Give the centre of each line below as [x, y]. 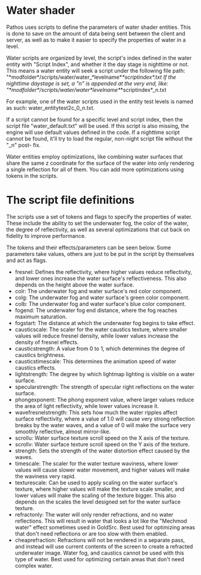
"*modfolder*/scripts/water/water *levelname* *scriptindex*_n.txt [86, 90]
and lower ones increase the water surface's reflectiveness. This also [101, 278]
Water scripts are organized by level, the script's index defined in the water [99, 58]
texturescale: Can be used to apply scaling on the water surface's [96, 482]
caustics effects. [35, 368]
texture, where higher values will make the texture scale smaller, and [100, 489]
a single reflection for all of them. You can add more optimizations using [95, 169]
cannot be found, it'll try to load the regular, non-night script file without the [100, 138]
